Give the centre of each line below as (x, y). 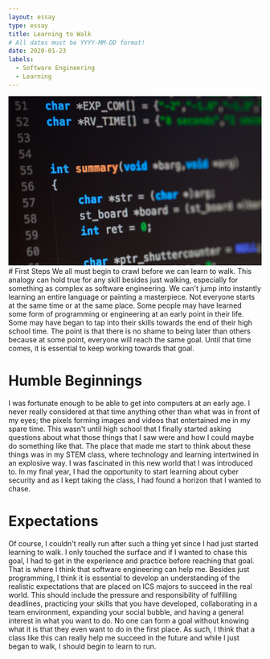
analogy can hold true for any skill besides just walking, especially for (123, 280)
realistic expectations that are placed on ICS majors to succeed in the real (131, 586)
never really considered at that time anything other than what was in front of (134, 412)
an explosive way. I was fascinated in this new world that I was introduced (131, 462)
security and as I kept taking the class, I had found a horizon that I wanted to (135, 480)
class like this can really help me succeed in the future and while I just (124, 637)
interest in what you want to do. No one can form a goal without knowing (129, 620)
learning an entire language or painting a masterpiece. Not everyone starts (132, 296)
